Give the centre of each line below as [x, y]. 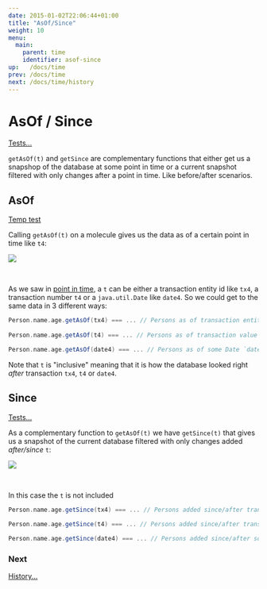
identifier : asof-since [62, 60]
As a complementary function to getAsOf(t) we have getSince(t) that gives [132, 433]
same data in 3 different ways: [58, 306]
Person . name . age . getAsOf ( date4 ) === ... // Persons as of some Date [124, 349]
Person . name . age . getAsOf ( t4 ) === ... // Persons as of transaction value [133, 335]
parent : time [44, 52]
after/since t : [30, 449]
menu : [17, 38]
